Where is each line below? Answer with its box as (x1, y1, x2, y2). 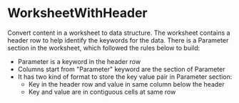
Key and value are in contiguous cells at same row (28, 87, 176, 96)
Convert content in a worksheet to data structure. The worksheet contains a (7, 28, 230, 37)
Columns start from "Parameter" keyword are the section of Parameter (17, 65, 225, 73)
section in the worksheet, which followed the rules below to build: (7, 43, 200, 52)
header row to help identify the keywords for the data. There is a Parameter (7, 36, 229, 44)
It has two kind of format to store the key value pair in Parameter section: (17, 72, 233, 81)
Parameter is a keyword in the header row (17, 57, 141, 65)
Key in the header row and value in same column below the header (28, 80, 225, 88)
